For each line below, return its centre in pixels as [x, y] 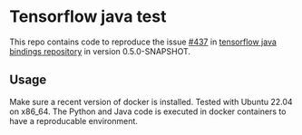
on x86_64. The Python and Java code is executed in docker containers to [148, 111]
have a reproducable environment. [74, 121]
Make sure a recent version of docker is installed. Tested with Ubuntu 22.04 [151, 101]
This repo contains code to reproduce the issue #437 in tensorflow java [143, 42]
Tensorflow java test [88, 17]
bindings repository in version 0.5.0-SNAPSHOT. [100, 51]
